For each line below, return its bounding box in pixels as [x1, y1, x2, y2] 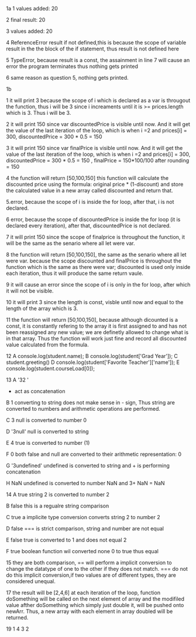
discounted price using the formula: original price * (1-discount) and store [6, 181, 184, 188]
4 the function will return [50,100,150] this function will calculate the [6, 175, 169, 181]
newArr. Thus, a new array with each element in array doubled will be [6, 608, 173, 615]
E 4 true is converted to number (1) [6, 440, 90, 446]
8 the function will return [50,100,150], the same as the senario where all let [6, 251, 187, 258]
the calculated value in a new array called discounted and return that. [6, 187, 174, 194]
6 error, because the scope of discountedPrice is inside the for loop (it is [6, 216, 181, 223]
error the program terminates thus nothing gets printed [6, 63, 139, 70]
